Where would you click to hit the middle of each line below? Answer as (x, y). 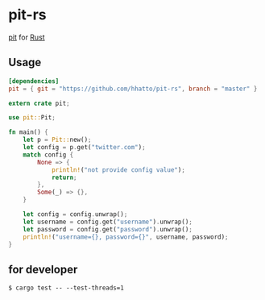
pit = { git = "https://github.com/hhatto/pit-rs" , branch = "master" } (133, 89)
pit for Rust (27, 37)
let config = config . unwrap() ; (75, 215)
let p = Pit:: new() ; (57, 140)
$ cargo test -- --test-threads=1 (66, 288)
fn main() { (28, 132)
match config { (48, 155)
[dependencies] (34, 81)
